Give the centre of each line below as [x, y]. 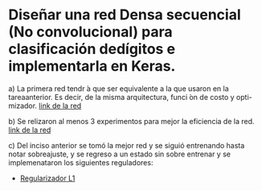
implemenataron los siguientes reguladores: [81, 162]
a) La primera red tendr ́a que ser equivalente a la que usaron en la [119, 88]
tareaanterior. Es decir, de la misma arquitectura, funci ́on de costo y [121, 97]
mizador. [23, 106]
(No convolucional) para [90, 32]
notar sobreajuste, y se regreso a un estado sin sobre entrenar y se [120, 154]
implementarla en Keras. [92, 66]
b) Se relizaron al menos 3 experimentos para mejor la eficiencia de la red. [131, 121]
